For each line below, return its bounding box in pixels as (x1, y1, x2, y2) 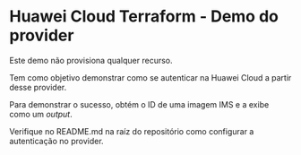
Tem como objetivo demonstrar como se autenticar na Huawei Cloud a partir (9, 72, 292, 82)
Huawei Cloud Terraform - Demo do (9, 6, 279, 27)
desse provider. (9, 82, 67, 92)
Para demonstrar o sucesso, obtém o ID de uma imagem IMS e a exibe (9, 99, 270, 109)
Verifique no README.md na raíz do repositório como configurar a (9, 125, 254, 136)
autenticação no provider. (9, 135, 105, 146)
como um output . (9, 108, 73, 119)
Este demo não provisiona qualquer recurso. (9, 55, 173, 65)
